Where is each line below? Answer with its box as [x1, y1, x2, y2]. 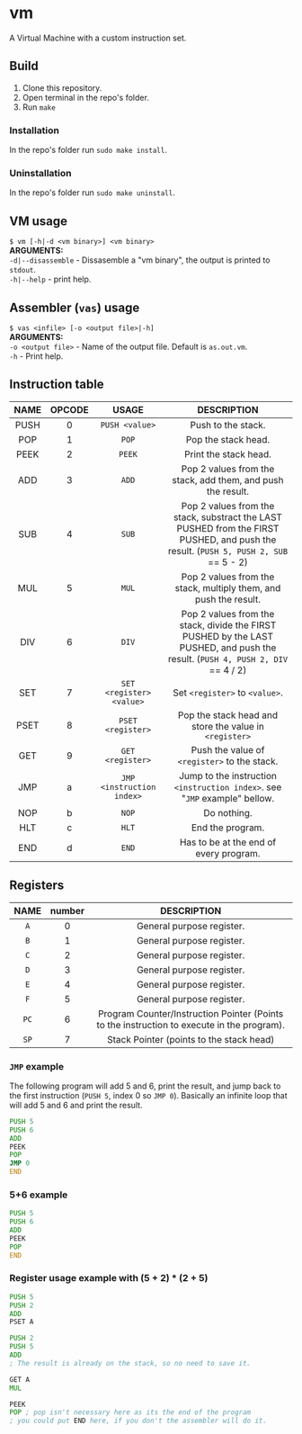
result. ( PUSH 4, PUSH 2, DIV [167, 652, 289, 665]
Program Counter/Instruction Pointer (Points [97, 1007, 284, 1019]
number [49, 904, 85, 917]
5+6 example [9, 1188, 68, 1201]
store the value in [191, 720, 265, 732]
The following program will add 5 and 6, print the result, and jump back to [9, 1080, 281, 1091]
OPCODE [49, 403, 89, 416]
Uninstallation [9, 166, 72, 179]
